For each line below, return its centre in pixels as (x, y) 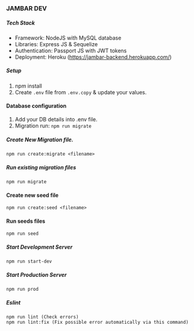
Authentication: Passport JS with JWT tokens (71, 50)
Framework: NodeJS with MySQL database (68, 38)
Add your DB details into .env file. (56, 120)
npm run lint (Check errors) (43, 317)
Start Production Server (37, 275)
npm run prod (22, 290)
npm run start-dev (29, 262)
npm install (28, 86)
